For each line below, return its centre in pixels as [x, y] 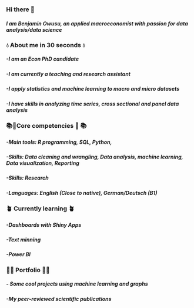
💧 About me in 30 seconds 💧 [46, 45]
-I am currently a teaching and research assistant [68, 74]
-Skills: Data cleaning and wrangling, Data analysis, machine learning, [95, 157]
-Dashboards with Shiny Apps [44, 225]
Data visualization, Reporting [43, 163]
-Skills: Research [27, 178]
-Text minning [24, 240]
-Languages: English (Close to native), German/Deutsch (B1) [82, 193]
